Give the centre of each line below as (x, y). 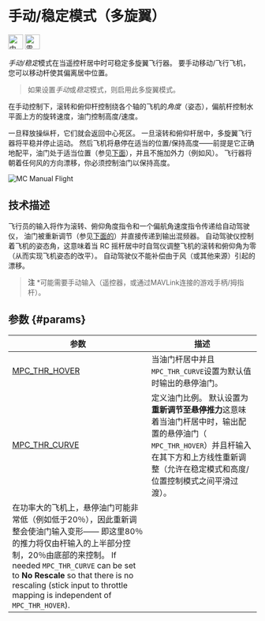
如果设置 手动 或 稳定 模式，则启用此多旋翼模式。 (103, 89)
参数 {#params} (47, 320)
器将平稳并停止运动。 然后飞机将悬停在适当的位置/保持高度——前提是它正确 (131, 142)
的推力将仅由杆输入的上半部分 (68, 543)
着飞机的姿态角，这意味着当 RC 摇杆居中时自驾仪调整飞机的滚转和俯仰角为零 (132, 245)
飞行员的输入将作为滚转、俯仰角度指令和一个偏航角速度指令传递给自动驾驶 (129, 225)
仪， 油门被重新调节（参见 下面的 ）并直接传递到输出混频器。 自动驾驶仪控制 (131, 236)
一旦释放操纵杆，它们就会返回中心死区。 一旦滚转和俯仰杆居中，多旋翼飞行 (130, 133)
